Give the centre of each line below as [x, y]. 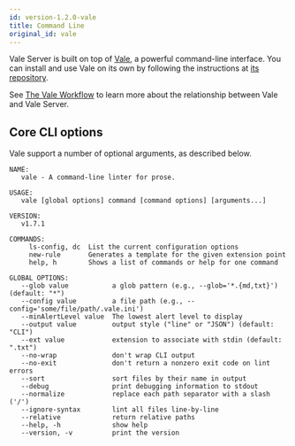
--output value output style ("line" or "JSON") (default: [147, 325]
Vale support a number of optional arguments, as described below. [130, 154]
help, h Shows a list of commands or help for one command [153, 263]
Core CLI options [56, 132]
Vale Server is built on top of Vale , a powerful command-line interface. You [145, 59]
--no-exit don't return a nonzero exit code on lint [146, 364]
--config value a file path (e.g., [102, 302]
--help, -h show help [84, 426]
